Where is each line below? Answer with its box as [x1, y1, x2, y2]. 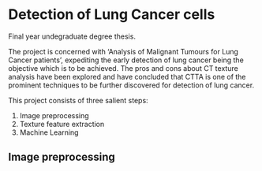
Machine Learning [19, 128, 79, 137]
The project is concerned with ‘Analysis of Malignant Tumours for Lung [8, 46, 239, 56]
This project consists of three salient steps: [8, 95, 148, 105]
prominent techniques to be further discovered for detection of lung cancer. [8, 80, 255, 90]
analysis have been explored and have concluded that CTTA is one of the [8, 72, 246, 81]
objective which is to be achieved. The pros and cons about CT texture [8, 63, 238, 72]
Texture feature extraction [19, 119, 105, 128]
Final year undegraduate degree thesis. [8, 32, 137, 41]
